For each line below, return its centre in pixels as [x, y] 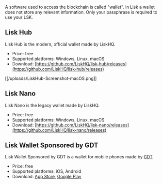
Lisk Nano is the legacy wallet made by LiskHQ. [52, 105]
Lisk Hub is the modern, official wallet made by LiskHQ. [60, 44]
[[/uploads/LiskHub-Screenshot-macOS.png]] [51, 78]
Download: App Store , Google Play [47, 177]
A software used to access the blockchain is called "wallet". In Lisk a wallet [80, 7]
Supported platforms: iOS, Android [47, 171]
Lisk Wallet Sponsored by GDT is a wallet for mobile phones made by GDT [79, 157]
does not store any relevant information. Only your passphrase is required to [81, 12]
